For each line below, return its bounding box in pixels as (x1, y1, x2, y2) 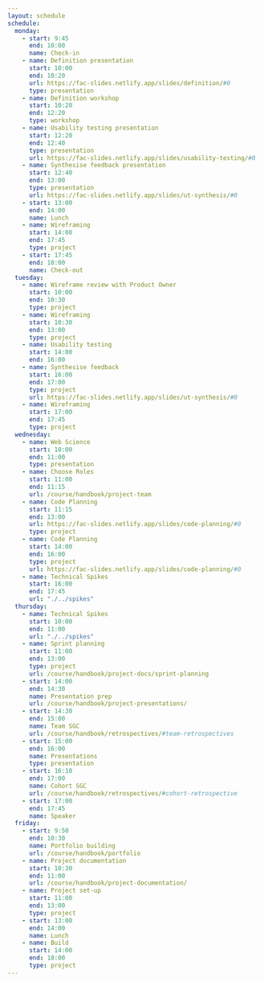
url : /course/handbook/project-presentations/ (28, 700, 188, 708)
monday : (14, 27, 41, 35)
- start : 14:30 (22, 707, 73, 716)
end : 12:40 (28, 138, 66, 147)
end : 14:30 (28, 684, 66, 692)
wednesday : (14, 430, 51, 438)
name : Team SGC (28, 722, 80, 730)
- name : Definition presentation (22, 57, 134, 65)
